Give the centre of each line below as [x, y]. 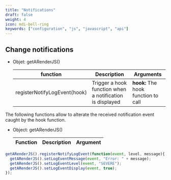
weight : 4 [16, 19]
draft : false [19, 15]
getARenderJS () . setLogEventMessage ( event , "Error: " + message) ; [81, 159]
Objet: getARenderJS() [36, 62]
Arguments [148, 74]
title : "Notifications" [31, 10]
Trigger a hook [109, 83]
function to [145, 96]
